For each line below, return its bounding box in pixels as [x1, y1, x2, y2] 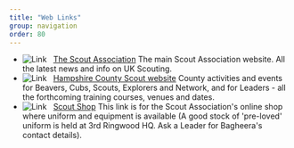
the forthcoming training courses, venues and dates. [21, 92, 216, 103]
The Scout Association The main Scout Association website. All [53, 54, 285, 65]
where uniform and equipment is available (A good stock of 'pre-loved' [21, 111, 282, 121]
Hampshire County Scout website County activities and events [53, 73, 283, 84]
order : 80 [9, 29, 46, 38]
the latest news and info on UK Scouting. [21, 63, 172, 74]
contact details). [21, 130, 83, 141]
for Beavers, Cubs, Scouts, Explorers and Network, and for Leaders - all [21, 82, 287, 94]
